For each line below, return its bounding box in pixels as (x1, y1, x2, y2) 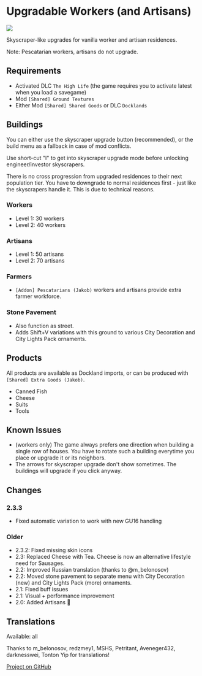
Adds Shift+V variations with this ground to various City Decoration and (15, 328, 195, 336)
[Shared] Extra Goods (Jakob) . (6, 375, 85, 383)
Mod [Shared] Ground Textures (15, 95, 95, 102)
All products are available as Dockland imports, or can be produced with (6, 369, 189, 377)
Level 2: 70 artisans (15, 257, 65, 264)
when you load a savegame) (15, 88, 87, 96)
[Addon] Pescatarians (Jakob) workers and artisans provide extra (15, 286, 182, 294)
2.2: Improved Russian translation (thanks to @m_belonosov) (15, 566, 169, 574)
